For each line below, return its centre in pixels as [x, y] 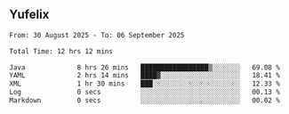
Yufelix [29, 15]
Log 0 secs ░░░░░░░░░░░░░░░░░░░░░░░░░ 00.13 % [144, 93]
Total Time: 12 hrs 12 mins [61, 51]
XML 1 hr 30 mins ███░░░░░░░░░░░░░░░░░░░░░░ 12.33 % [144, 84]
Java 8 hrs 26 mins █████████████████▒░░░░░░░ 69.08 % [144, 67]
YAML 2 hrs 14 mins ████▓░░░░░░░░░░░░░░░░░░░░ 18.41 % [144, 76]
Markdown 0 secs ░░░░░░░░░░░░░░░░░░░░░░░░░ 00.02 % [144, 101]
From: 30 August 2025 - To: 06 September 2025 [97, 35]
